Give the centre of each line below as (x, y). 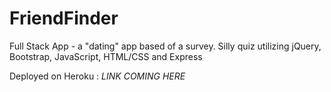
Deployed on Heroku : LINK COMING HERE (97, 76)
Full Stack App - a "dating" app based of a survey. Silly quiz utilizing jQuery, (165, 46)
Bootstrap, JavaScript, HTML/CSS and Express (106, 56)
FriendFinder (64, 18)
